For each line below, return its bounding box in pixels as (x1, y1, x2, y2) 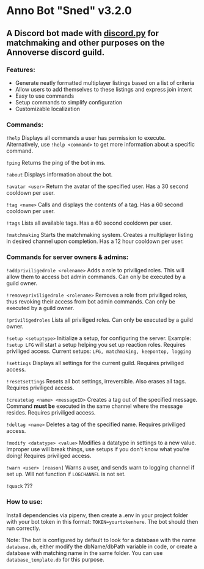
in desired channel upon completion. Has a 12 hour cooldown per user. (6, 237, 184, 245)
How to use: (6, 498, 43, 506)
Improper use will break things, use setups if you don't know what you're (6, 446, 190, 453)
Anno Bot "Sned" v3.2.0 (6, 4, 133, 18)
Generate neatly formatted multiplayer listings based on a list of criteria (15, 79, 194, 86)
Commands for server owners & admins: (6, 253, 129, 261)
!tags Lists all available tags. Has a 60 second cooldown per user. (6, 219, 172, 227)
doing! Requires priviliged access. (6, 452, 92, 460)
